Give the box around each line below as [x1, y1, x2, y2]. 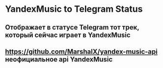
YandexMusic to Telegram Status [5, 3, 143, 15]
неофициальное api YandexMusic [5, 55, 113, 64]
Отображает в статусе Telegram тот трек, [5, 23, 139, 32]
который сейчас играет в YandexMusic [5, 31, 131, 39]
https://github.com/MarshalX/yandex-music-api [5, 47, 158, 56]
